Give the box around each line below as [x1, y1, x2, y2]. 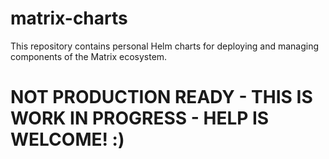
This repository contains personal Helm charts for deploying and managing [10, 40, 320, 52]
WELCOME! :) [10, 128, 125, 151]
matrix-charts [10, 7, 128, 30]
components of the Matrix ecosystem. [10, 50, 168, 62]
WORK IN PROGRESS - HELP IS [10, 107, 270, 130]
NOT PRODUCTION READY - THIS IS [10, 86, 313, 109]
